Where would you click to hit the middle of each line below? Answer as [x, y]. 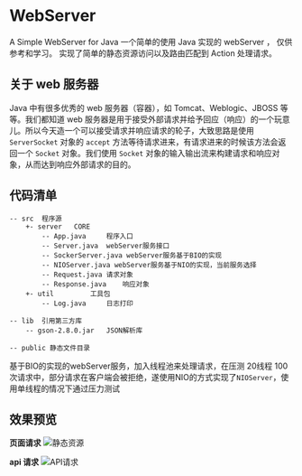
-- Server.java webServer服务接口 [105, 246]
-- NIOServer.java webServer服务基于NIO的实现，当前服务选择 [149, 265]
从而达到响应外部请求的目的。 [80, 164]
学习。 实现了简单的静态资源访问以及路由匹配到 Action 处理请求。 [155, 53]
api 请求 [24, 462]
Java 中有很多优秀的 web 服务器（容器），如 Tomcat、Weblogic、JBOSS [144, 107]
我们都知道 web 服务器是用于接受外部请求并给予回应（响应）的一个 [150, 119]
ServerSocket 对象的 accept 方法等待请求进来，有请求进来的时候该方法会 [144, 142]
